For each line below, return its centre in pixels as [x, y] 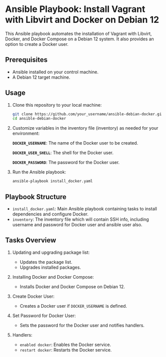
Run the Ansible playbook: [39, 172]
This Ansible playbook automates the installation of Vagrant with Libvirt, [79, 33]
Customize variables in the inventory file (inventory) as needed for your [85, 128]
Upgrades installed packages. [50, 267]
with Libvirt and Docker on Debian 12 [82, 20]
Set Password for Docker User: [44, 316]
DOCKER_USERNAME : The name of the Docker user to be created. [75, 143]
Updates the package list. [46, 262]
